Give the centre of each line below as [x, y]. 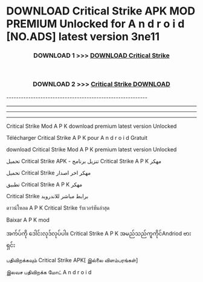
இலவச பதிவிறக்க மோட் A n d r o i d [49, 272]
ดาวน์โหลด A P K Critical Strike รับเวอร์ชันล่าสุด [58, 208]
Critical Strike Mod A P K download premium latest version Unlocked [92, 126]
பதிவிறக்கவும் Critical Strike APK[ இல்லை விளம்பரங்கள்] [72, 260]
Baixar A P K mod [28, 220]
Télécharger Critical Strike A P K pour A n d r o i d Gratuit [77, 137]
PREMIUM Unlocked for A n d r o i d [95, 24]
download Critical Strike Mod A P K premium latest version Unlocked [92, 149]
